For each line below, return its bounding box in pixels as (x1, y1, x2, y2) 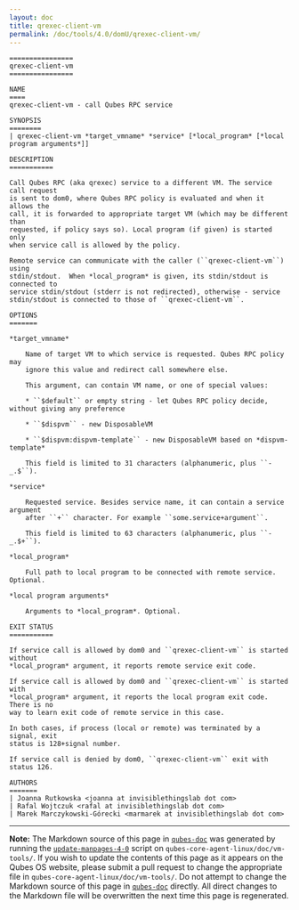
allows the (9, 202, 50, 211)
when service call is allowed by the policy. (9, 241, 181, 250)
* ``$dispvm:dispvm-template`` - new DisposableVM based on (25, 435, 253, 445)
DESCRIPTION (9, 155, 53, 165)
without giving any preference (9, 404, 125, 414)
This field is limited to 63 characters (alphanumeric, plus (25, 529, 256, 539)
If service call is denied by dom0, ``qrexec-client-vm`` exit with (9, 755, 269, 764)
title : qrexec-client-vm (9, 21, 101, 30)
